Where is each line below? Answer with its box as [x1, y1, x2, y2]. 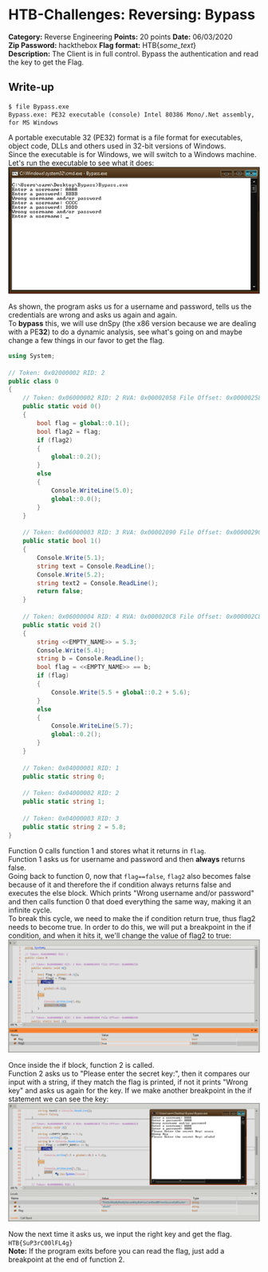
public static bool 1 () [22, 537, 102, 545]
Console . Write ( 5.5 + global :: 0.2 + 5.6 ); [50, 688, 191, 696]
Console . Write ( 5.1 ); [37, 553, 105, 561]
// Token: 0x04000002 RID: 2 [22, 790, 120, 797]
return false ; [37, 588, 84, 596]
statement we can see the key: [8, 1094, 109, 1104]
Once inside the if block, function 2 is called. [8, 1061, 155, 1070]
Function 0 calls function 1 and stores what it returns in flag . [8, 845, 207, 855]
